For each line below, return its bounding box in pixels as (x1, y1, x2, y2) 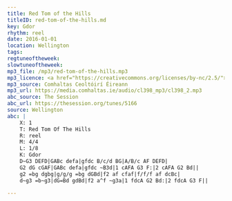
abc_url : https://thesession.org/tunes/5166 (7, 100, 137, 107)
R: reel (19, 132, 41, 139)
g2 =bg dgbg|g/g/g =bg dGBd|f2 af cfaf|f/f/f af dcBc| (19, 171, 181, 178)
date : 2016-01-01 (7, 36, 57, 43)
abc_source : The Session (7, 94, 79, 101)
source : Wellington (7, 106, 64, 113)
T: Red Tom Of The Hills (19, 126, 91, 133)
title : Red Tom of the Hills (7, 10, 91, 17)
